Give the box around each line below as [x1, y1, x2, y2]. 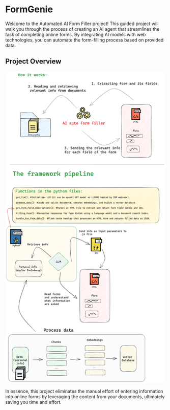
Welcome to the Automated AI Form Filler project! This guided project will [5, 20, 159, 27]
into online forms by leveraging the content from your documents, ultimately [5, 394, 165, 400]
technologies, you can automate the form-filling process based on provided [5, 37, 164, 43]
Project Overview [5, 57, 62, 66]
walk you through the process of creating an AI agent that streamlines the [5, 26, 160, 32]
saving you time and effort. [5, 399, 62, 405]
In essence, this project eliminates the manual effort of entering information [5, 388, 163, 395]
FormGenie [5, 4, 53, 15]
